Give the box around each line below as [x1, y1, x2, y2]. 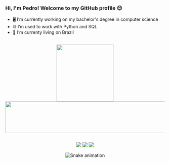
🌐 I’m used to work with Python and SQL [12, 24, 98, 30]
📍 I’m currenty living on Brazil [12, 29, 74, 35]
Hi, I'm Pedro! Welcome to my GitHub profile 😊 [5, 5, 122, 12]
